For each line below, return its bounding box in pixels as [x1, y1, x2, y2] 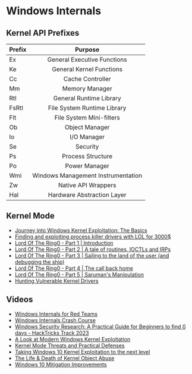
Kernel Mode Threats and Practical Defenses [14, 342, 125, 349]
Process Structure [62, 152, 113, 160]
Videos [6, 294, 33, 304]
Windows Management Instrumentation [32, 171, 143, 180]
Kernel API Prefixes [6, 28, 80, 38]
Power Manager [65, 162, 110, 170]
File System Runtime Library [48, 104, 127, 112]
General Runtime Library [53, 94, 121, 102]
